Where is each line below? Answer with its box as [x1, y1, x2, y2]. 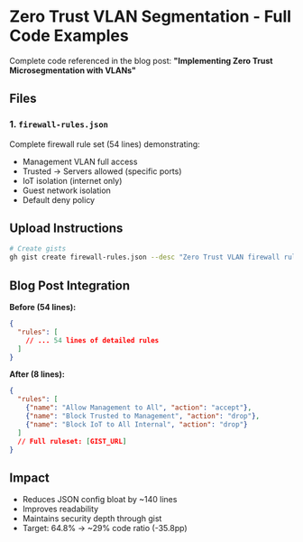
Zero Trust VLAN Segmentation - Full [9, 6, 291, 27]
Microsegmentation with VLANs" [9, 65, 137, 76]
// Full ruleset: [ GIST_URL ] [17, 436, 127, 446]
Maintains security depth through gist [22, 513, 162, 524]
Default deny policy [22, 194, 96, 205]
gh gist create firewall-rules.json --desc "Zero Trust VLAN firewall [9, 253, 280, 262]
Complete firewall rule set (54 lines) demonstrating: [9, 138, 200, 150]
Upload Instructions [9, 221, 124, 236]
